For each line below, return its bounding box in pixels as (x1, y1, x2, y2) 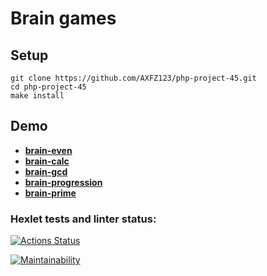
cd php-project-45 (10, 82, 87, 92)
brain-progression (24, 176, 103, 188)
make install (10, 91, 65, 101)
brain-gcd (24, 165, 68, 177)
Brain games (10, 7, 117, 30)
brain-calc (24, 155, 70, 167)
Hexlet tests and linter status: (10, 212, 157, 226)
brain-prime (24, 187, 77, 199)
